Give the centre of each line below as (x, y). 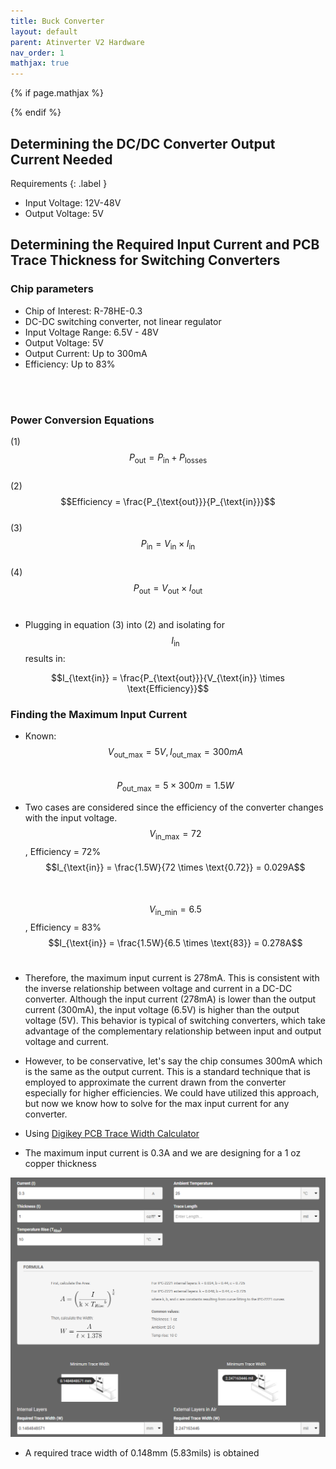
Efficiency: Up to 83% (70, 364)
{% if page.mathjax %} (57, 93)
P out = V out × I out (168, 588)
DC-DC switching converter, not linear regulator (123, 321)
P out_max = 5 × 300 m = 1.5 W (175, 787)
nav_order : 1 (37, 53)
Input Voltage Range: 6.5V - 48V (91, 332)
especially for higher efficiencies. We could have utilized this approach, (172, 1092)
